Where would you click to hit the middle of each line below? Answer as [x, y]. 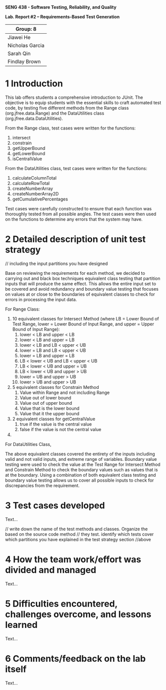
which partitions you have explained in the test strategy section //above [78, 539]
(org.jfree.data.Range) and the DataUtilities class [55, 113]
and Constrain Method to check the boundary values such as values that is [82, 470]
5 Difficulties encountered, [61, 603]
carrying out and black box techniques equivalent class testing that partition [83, 278]
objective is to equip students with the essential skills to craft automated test [83, 102]
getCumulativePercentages [40, 199]
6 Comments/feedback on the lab [76, 659]
